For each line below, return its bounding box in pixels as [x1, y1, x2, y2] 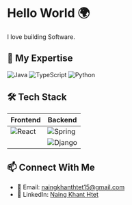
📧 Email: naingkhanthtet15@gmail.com [16, 183, 125, 191]
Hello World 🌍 [7, 5, 90, 21]
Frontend [10, 115, 41, 124]
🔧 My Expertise [7, 53, 73, 64]
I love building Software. [7, 32, 75, 41]
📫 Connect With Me [7, 161, 96, 173]
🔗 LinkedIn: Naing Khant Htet [16, 191, 99, 199]
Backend [47, 115, 77, 124]
